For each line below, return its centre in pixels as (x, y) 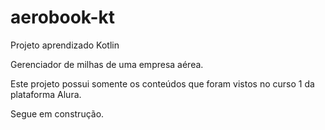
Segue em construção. (57, 113)
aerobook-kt (63, 17)
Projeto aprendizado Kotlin (65, 45)
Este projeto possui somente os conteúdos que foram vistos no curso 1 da (162, 83)
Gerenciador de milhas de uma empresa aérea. (107, 64)
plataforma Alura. (46, 94)
